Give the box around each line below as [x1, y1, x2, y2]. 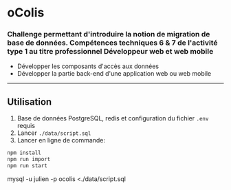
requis [16, 122, 36, 130]
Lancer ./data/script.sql [16, 129, 91, 137]
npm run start [7, 162, 48, 169]
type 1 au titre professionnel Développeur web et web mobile [7, 47, 214, 56]
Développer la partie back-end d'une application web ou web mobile [16, 70, 212, 78]
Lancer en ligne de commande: [16, 136, 105, 145]
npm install [7, 149, 41, 156]
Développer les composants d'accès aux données [16, 62, 159, 70]
